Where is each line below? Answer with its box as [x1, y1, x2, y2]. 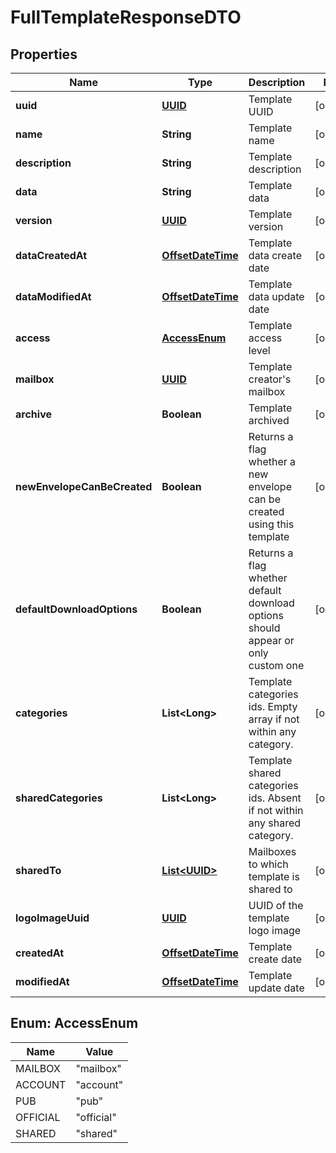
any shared [248, 816, 302, 830]
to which [248, 857, 289, 871]
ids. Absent [248, 791, 302, 805]
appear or [248, 634, 295, 647]
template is [248, 870, 300, 883]
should [248, 621, 281, 635]
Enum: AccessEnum [10, 1015, 139, 1032]
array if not [248, 712, 300, 726]
